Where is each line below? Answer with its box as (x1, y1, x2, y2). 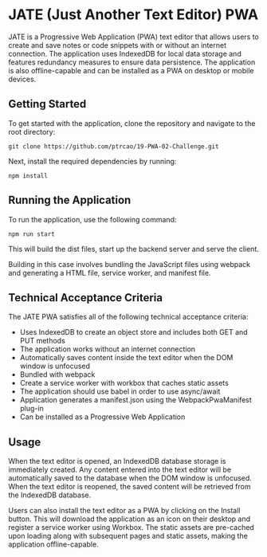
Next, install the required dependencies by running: (8, 156, 177, 166)
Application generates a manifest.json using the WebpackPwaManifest (19, 395, 253, 405)
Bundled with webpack (19, 370, 96, 379)
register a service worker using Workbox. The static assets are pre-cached (8, 523, 255, 532)
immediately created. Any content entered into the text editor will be (8, 465, 232, 475)
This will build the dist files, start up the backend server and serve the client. (8, 244, 259, 253)
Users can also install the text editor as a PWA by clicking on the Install (8, 506, 241, 516)
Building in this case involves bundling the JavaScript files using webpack (8, 259, 251, 269)
